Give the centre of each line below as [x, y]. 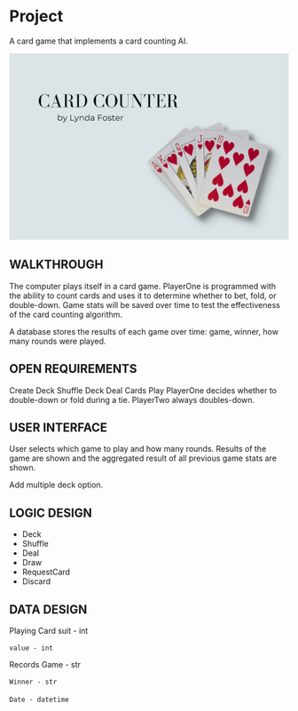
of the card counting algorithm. [66, 314]
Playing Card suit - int [49, 631]
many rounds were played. [58, 341]
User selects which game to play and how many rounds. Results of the [138, 449]
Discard [36, 581]
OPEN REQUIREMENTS [73, 369]
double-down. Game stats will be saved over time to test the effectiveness [145, 304]
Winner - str [33, 682]
